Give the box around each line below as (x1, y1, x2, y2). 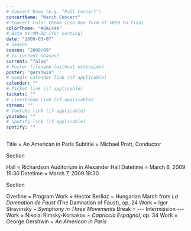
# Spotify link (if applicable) (6, 119, 86, 125)
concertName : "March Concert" (6, 14, 81, 20)
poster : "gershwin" (6, 69, 54, 75)
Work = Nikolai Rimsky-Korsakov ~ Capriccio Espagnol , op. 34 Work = (6, 211, 178, 219)
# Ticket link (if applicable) (6, 86, 83, 92)
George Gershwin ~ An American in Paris (6, 218, 107, 225)
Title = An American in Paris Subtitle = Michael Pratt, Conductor (6, 140, 161, 147)
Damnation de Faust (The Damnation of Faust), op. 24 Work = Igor (6, 199, 169, 206)
